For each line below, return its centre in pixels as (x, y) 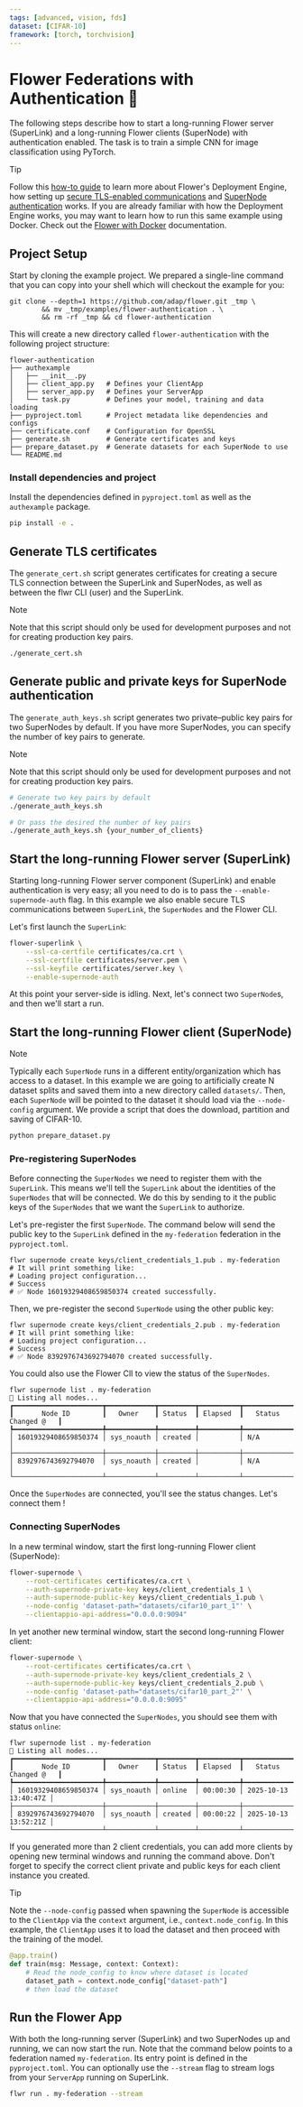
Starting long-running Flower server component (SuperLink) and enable (143, 881)
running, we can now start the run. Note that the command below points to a (151, 2048)
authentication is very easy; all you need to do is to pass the (121, 891)
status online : (35, 1727)
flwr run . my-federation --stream (76, 2094)
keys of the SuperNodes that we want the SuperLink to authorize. (127, 1207)
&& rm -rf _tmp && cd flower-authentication (127, 318)
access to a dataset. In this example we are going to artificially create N (142, 1081)
